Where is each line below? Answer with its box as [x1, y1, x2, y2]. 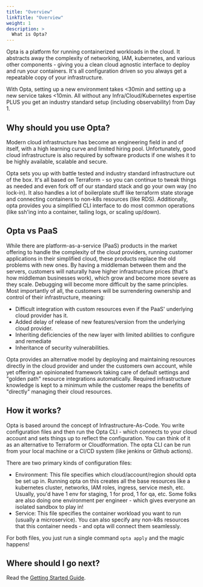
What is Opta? [12, 32, 47, 38]
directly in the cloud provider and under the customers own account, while [6, 362, 193, 369]
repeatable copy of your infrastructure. [6, 74, 104, 81]
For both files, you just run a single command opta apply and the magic [6, 534, 185, 542]
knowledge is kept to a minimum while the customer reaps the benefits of [6, 381, 190, 389]
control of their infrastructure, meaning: [6, 293, 105, 301]
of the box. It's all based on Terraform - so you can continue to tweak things [6, 176, 197, 183]
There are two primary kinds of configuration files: [6, 459, 132, 466]
